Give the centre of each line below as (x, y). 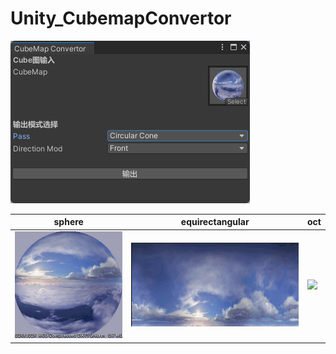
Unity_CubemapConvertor (121, 18)
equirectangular (215, 222)
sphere (68, 222)
